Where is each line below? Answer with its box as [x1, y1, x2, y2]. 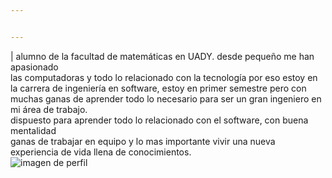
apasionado [10, 61, 59, 73]
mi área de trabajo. [10, 103, 88, 115]
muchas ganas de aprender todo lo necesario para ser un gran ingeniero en [10, 92, 322, 105]
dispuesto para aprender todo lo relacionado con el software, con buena [10, 114, 309, 126]
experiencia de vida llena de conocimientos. [10, 146, 192, 158]
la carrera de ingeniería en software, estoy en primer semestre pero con [10, 82, 307, 94]
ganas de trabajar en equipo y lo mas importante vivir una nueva [10, 135, 276, 147]
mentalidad [10, 124, 57, 136]
